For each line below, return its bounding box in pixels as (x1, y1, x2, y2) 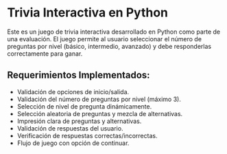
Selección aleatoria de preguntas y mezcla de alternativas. (16, 109, 183, 118)
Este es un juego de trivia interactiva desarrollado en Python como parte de (7, 27, 221, 36)
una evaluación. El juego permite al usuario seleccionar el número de (7, 34, 202, 43)
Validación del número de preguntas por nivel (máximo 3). (16, 95, 182, 103)
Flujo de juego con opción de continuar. (16, 139, 130, 147)
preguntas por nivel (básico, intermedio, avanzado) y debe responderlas (7, 42, 211, 50)
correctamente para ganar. (7, 49, 83, 58)
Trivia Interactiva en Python (7, 5, 169, 21)
